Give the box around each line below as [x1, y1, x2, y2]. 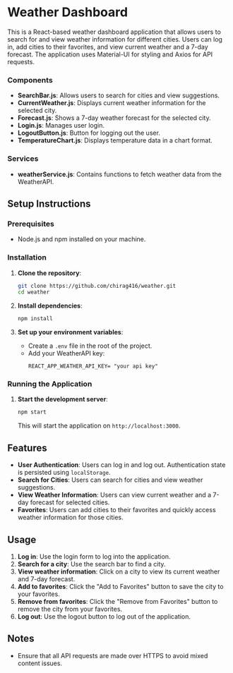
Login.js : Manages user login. [17, 121, 104, 130]
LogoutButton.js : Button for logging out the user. [17, 128, 161, 138]
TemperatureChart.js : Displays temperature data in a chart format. [17, 136, 213, 145]
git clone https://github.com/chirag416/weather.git [17, 282, 177, 289]
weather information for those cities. [17, 513, 124, 522]
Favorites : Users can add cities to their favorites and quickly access [17, 506, 217, 514]
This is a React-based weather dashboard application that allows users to [7, 28, 221, 36]
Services [7, 154, 39, 164]
